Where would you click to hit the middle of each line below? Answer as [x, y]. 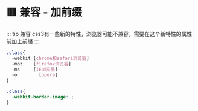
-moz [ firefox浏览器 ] [41, 64]
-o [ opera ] [35, 75]
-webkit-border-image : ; [43, 97]
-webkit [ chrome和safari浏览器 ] [50, 58]
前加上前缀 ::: [23, 41]
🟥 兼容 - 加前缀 [44, 12]
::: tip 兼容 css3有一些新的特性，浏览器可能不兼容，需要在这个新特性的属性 [99, 34]
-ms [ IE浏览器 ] [35, 70]
